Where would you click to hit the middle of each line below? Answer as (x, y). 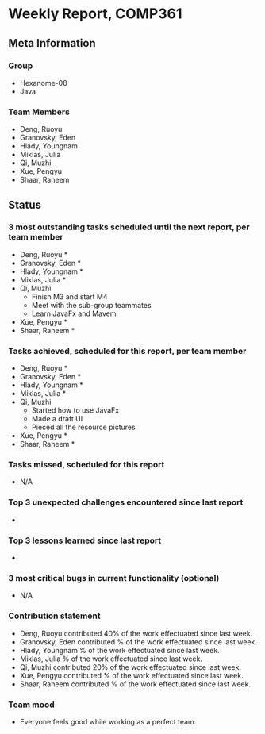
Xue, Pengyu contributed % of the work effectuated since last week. (131, 675)
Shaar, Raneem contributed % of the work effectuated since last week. (135, 684)
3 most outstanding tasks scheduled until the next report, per (129, 227)
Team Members (39, 112)
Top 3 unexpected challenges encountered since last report (126, 502)
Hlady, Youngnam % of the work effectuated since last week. (119, 650)
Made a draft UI (57, 419)
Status (25, 204)
